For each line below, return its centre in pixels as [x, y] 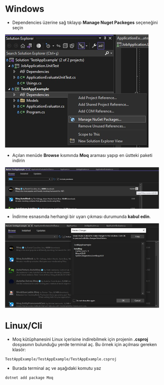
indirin [19, 160]
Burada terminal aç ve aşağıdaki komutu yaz [57, 368]
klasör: [19, 349]
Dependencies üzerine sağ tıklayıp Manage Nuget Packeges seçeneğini [85, 22]
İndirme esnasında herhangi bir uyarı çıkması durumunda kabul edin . [81, 217]
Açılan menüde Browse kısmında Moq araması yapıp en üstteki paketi [82, 155]
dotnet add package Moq [29, 378]
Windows [25, 9]
